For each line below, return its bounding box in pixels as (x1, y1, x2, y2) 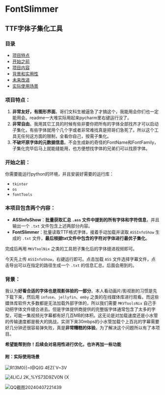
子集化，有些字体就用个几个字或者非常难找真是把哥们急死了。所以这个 (12, 127, 155, 133)
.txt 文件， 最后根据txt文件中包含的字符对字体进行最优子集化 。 (22, 235, 150, 241)
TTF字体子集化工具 (5, 24, 63, 32)
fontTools (12, 192, 33, 197)
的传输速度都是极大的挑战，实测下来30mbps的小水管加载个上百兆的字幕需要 (5, 319, 160, 325)
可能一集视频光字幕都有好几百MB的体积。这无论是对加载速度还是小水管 (13, 312, 158, 318)
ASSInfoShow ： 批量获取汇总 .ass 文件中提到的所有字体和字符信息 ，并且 (12, 216, 160, 222)
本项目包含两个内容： (5, 205, 55, 212)
